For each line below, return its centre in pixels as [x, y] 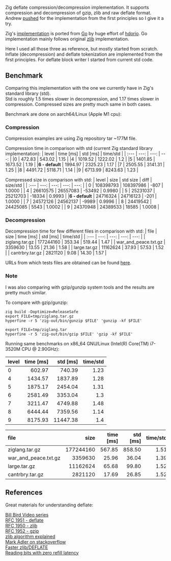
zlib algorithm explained [30, 536]
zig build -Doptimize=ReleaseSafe [42, 312]
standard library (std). [28, 93]
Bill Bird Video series [27, 515]
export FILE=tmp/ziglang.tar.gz [39, 316]
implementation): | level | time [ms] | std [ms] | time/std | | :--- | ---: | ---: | [83, 154]
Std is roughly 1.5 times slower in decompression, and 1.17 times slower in [82, 98]
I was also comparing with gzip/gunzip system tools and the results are [80, 287]
